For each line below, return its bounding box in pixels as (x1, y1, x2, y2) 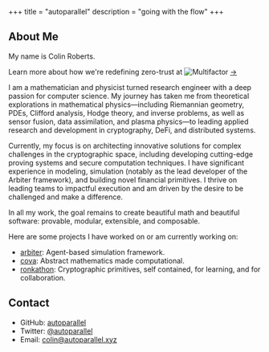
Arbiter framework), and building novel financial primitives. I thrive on (8, 174, 238, 184)
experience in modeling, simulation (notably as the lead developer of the (8, 166, 248, 176)
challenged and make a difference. (8, 192, 123, 202)
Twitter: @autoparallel (19, 325, 93, 336)
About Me (8, 30, 59, 43)
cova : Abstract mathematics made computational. (19, 256, 185, 265)
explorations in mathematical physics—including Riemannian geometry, (8, 100, 245, 109)
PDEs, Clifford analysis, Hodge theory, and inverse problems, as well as (8, 108, 245, 117)
